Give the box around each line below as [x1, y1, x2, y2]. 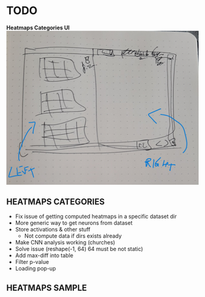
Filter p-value [15, 258, 49, 266]
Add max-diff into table [15, 252, 74, 259]
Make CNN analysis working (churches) [15, 239, 115, 246]
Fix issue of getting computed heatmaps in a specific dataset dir [15, 212, 177, 220]
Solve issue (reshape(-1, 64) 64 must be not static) [15, 246, 143, 253]
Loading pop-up [15, 265, 56, 273]
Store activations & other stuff [15, 226, 90, 233]
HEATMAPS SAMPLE [6, 282, 87, 293]
